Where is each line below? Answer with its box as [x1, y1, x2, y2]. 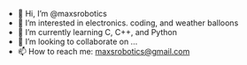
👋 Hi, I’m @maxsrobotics [17, 9, 108, 18]
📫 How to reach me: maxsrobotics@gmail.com [17, 47, 190, 56]
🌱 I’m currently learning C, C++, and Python [17, 27, 177, 37]
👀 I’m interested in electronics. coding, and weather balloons [17, 18, 239, 28]
